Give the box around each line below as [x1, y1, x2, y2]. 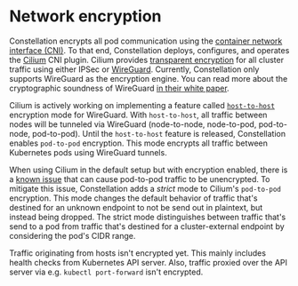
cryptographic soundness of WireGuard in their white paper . [9, 83, 230, 93]
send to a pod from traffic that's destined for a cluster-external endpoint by [9, 220, 285, 232]
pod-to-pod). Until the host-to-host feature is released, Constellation [32, 128, 286, 139]
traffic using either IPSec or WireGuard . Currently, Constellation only [9, 64, 260, 75]
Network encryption [9, 6, 162, 27]
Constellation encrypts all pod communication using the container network [9, 36, 283, 46]
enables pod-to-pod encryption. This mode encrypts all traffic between [9, 138, 269, 148]
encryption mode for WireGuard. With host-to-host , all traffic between [9, 109, 268, 120]
